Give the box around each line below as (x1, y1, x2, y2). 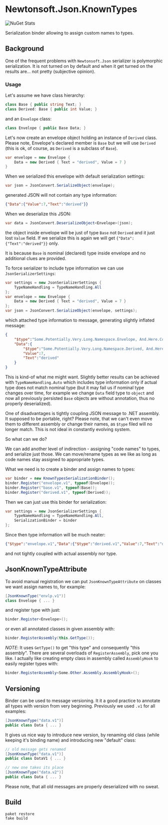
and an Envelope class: (5, 115, 51, 121)
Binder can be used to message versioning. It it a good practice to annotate (5, 698, 160, 704)
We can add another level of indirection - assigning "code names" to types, (5, 446, 160, 452)
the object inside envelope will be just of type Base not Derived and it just (5, 229, 155, 235)
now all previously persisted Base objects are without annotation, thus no (5, 395, 155, 401)
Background (5, 44, 44, 53)
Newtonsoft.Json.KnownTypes (5, 4, 137, 15)
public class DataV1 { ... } (5, 756, 66, 761)
